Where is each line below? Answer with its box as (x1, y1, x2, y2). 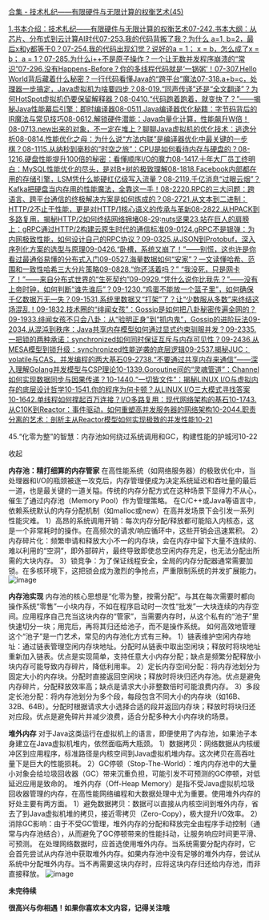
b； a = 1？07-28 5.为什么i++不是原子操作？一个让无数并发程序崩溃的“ (8, 54, 239, 63)
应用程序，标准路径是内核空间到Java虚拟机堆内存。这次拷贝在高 (29, 749, 242, 758)
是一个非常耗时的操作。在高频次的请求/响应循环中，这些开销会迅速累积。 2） (8, 526, 259, 535)
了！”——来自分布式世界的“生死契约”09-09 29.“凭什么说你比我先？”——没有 (8, 275, 259, 284)
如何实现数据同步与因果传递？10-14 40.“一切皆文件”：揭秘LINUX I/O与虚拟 (8, 375, 252, 384)
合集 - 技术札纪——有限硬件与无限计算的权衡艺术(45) (8, 7, 184, 16)
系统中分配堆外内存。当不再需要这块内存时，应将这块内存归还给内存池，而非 (8, 859, 261, 868)
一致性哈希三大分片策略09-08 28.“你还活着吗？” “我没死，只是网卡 (22, 264, 240, 274)
